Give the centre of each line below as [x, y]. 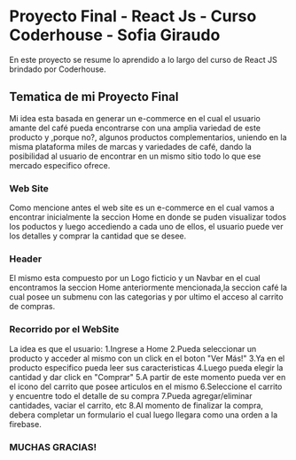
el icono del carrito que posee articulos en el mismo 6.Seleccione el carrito [146, 386]
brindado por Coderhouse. [58, 69]
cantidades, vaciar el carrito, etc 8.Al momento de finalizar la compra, [136, 405]
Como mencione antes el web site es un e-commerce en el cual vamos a [142, 208]
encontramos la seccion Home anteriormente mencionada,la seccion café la [148, 288]
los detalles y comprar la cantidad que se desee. [98, 236]
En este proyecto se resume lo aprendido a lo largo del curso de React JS [143, 59]
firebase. [25, 424]
